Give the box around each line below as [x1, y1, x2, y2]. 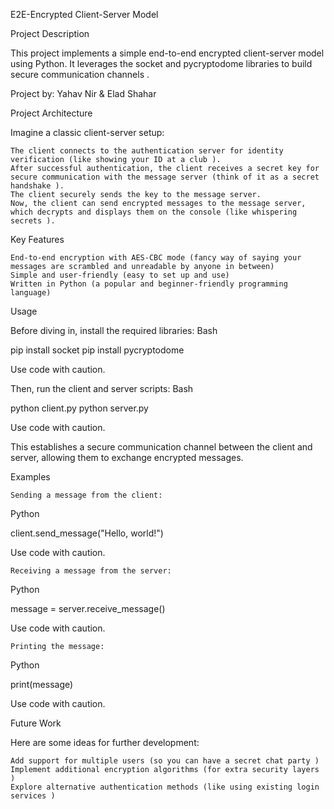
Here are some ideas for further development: [10, 737, 200, 748]
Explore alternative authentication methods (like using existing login [10, 782, 320, 792]
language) [10, 288, 52, 298]
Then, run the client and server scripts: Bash [10, 383, 194, 394]
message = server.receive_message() [10, 603, 166, 614]
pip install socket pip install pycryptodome [10, 344, 185, 356]
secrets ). [10, 216, 56, 226]
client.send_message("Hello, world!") [10, 527, 164, 539]
